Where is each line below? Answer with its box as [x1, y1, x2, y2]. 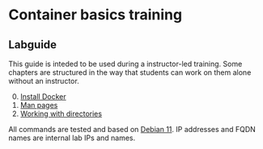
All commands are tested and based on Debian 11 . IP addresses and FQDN [8, 125, 257, 134]
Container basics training [8, 6, 183, 24]
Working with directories [19, 109, 103, 118]
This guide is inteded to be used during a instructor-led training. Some [8, 59, 243, 68]
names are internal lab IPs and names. [8, 133, 136, 143]
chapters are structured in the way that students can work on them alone [8, 68, 252, 77]
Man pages [19, 101, 58, 110]
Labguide [8, 38, 57, 52]
